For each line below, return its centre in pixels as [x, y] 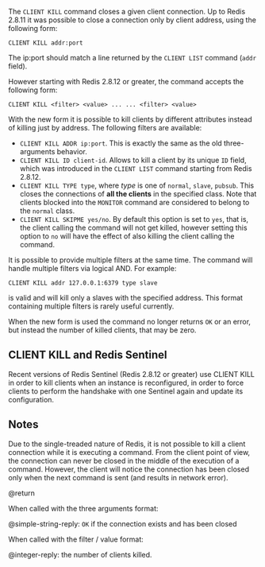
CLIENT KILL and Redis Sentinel [88, 355]
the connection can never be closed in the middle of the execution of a [124, 460]
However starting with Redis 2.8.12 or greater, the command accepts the [126, 82]
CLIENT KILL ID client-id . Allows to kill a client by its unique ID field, [133, 160]
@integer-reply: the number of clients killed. [80, 554]
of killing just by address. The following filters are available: [105, 128]
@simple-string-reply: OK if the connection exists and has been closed [123, 523]
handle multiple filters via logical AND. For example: [92, 268]
